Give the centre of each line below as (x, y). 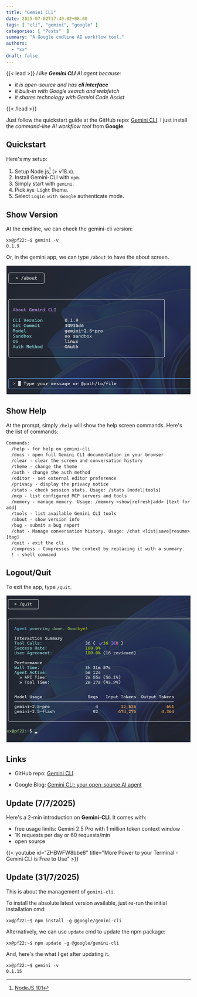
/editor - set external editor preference (64, 478)
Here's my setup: (27, 159)
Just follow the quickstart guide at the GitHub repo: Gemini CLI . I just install (97, 120)
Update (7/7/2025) (41, 803)
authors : (17, 44)
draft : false (22, 56)
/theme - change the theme (44, 466)
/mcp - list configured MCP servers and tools (69, 496)
